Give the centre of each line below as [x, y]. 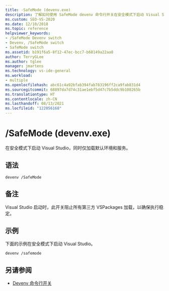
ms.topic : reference [27, 29]
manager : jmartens [24, 66]
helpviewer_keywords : [28, 33]
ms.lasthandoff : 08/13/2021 [35, 104]
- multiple [17, 80]
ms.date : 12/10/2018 [27, 24]
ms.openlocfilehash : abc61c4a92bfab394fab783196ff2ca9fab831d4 [73, 85]
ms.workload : [19, 76]
